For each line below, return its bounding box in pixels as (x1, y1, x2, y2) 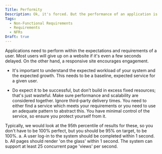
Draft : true (5, 35, 29, 39)
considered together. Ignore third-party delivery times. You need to (12, 97, 147, 103)
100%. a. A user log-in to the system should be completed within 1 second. (5, 133, 155, 139)
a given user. (12, 77, 38, 83)
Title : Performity (5, 7, 42, 12)
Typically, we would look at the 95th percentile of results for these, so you (5, 122, 153, 128)
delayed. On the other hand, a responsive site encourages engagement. (5, 58, 149, 64)
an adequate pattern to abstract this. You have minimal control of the (12, 108, 150, 114)
